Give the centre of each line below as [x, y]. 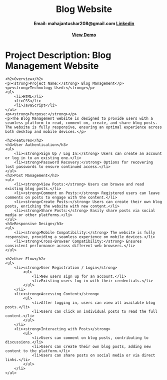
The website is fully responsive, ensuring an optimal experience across [84, 127]
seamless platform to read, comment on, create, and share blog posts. [81, 123]
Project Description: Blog [58, 55]
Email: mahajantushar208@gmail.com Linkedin [84, 23]
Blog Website [84, 9]
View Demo [84, 35]
